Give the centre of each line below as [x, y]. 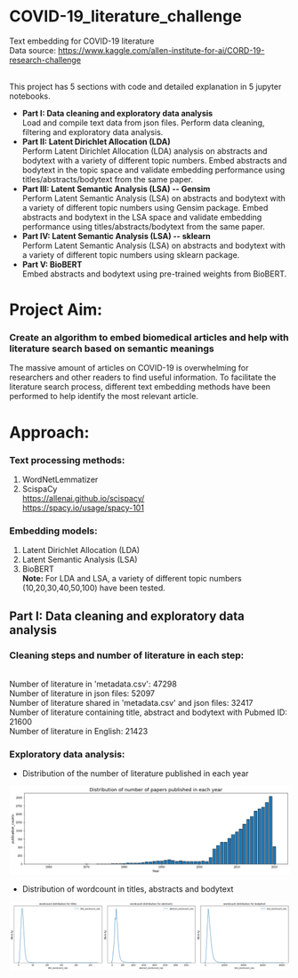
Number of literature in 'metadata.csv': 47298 [93, 684]
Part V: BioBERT [52, 264]
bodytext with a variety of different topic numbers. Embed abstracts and [154, 160]
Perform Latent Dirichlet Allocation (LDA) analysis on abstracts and [145, 151]
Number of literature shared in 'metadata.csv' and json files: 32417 [131, 702]
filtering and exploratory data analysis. [93, 132]
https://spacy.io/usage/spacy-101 [83, 508]
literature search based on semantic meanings [112, 349]
